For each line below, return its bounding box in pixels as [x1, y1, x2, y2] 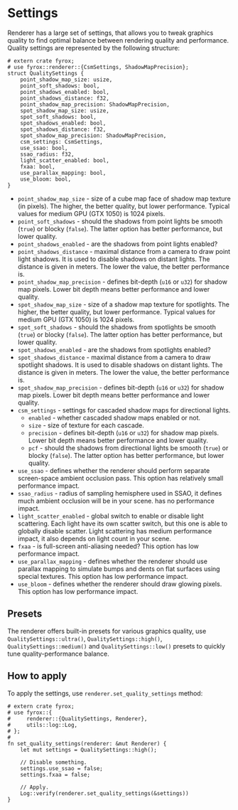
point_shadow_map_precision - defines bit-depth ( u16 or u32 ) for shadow [17, 277, 227, 286]
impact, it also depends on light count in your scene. [17, 534, 172, 543]
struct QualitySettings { [7, 70, 84, 77]
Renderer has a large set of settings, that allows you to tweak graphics [7, 28, 214, 37]
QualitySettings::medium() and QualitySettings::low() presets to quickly [7, 641, 226, 650]
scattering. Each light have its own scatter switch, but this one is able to [17, 519, 228, 528]
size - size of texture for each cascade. [28, 421, 144, 430]
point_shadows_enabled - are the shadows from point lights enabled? [17, 240, 218, 248]
